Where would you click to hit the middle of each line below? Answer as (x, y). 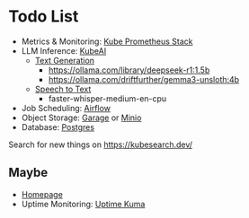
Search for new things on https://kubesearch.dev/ (101, 144)
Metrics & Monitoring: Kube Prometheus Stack (107, 41)
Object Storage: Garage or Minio (81, 118)
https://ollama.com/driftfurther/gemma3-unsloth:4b (144, 79)
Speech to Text (63, 89)
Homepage (42, 194)
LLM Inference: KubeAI (64, 50)
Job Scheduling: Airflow (66, 108)
